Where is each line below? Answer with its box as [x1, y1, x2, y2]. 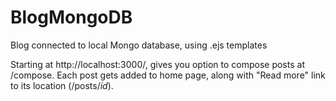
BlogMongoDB [10, 6, 133, 29]
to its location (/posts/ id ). [10, 79, 114, 91]
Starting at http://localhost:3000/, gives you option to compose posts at [10, 58, 305, 70]
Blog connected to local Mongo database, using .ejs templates [10, 39, 268, 51]
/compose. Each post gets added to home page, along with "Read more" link [10, 69, 326, 81]
